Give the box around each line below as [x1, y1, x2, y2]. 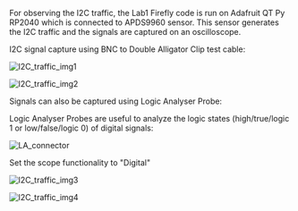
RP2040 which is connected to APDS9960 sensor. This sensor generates [9, 17, 279, 28]
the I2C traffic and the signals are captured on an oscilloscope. [9, 27, 242, 37]
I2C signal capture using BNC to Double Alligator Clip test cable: [9, 44, 246, 55]
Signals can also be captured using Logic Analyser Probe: [9, 96, 222, 106]
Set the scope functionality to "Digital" [9, 157, 150, 168]
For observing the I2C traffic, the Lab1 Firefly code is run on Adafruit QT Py [9, 8, 285, 18]
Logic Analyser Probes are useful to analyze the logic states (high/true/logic [9, 114, 290, 123]
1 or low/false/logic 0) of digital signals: [9, 122, 154, 133]
